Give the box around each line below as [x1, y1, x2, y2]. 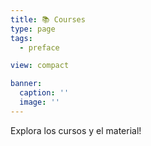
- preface [19, 42, 60, 53]
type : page [10, 24, 56, 34]
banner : [10, 79, 43, 89]
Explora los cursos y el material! [10, 124, 142, 136]
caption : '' [19, 88, 70, 98]
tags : [10, 33, 33, 43]
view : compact [10, 61, 70, 71]
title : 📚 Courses [10, 14, 86, 25]
